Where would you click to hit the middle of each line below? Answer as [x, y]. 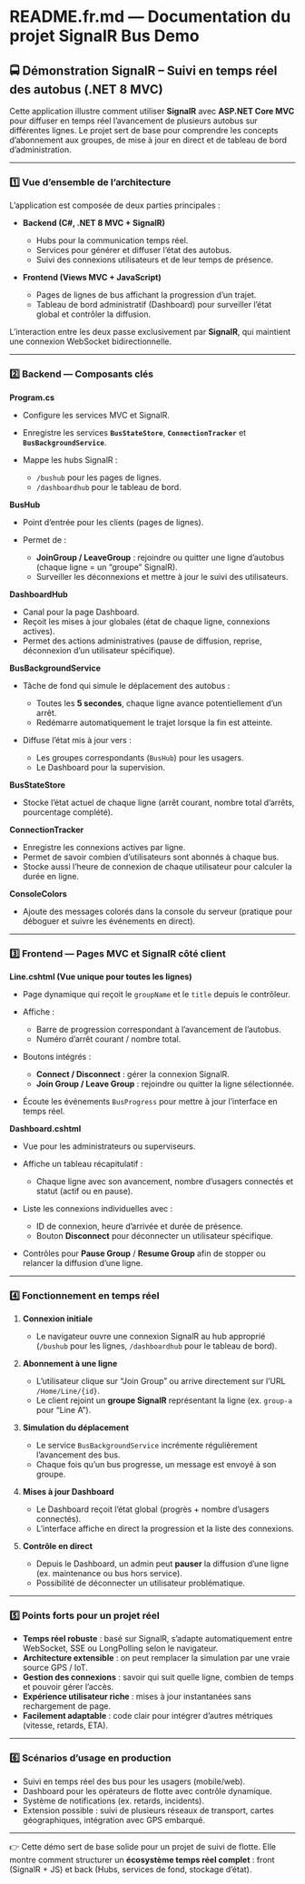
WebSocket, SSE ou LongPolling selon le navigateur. [120, 1648]
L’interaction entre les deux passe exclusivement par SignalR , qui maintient [150, 332]
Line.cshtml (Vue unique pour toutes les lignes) [101, 976]
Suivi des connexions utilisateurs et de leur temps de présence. [155, 260]
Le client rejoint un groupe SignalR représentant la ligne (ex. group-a [164, 1400]
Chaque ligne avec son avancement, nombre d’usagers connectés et [164, 1181]
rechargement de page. [67, 1706]
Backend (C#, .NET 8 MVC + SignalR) [93, 223]
